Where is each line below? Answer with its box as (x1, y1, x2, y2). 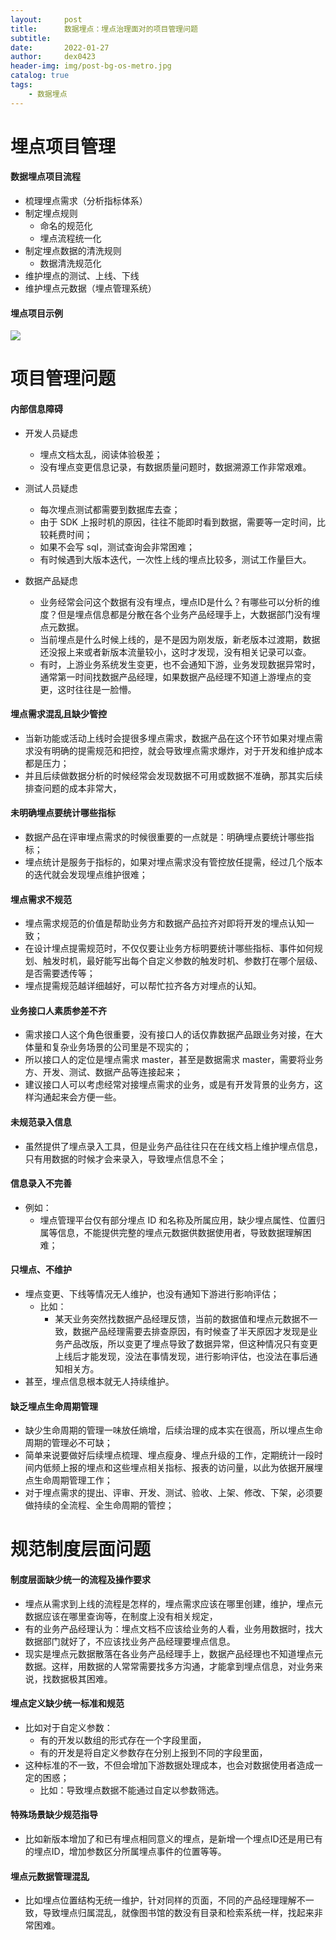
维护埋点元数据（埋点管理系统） (24, 282, 157, 295)
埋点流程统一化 (39, 232, 102, 245)
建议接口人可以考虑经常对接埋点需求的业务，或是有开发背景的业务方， (24, 1079, 315, 1091)
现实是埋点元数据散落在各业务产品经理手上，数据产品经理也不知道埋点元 (24, 1647, 323, 1660)
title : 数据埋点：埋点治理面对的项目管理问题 (10, 24, 198, 34)
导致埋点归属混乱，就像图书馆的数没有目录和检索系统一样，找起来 (42, 1907, 315, 1919)
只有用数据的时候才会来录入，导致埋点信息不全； (24, 1152, 227, 1165)
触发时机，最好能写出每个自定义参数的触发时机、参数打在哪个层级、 (42, 955, 323, 967)
